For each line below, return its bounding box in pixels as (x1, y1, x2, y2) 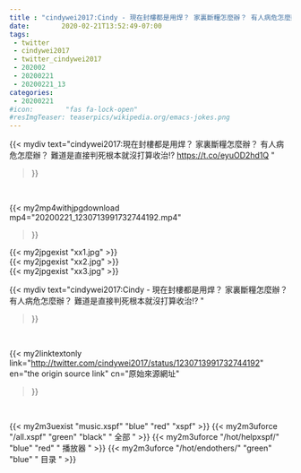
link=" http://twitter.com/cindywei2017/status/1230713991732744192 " (9, 357, 264, 368)
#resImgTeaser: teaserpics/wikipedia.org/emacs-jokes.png (9, 113, 230, 122)
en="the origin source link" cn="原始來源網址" (9, 368, 180, 379)
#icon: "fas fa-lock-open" (9, 105, 139, 114)
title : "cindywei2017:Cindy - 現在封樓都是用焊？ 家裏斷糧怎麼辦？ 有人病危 (9, 13, 278, 22)
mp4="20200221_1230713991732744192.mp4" (9, 212, 182, 223)
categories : (9, 88, 54, 97)
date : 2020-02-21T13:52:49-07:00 (9, 21, 163, 30)
